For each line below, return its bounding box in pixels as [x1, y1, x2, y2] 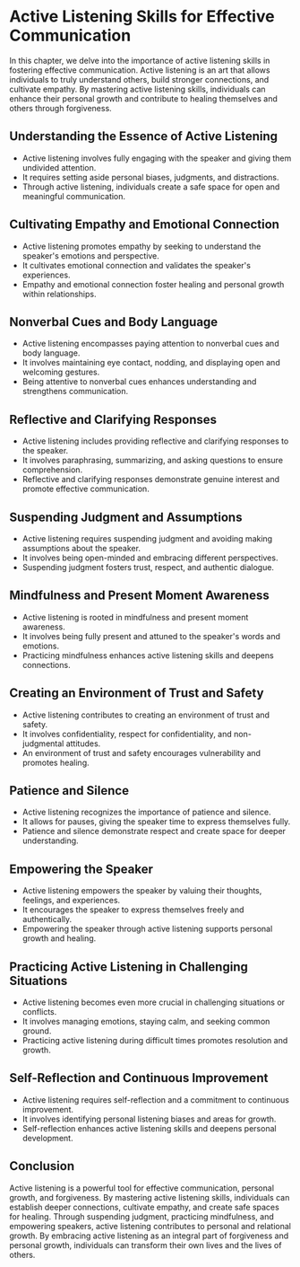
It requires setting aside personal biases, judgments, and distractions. [21, 172, 279, 182]
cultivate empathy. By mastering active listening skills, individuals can [9, 84, 266, 94]
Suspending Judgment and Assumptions [9, 509, 243, 524]
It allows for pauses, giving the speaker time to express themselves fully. [21, 816, 291, 827]
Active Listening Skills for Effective [9, 6, 275, 27]
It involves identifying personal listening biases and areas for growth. [21, 1113, 277, 1124]
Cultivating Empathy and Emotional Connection [9, 217, 280, 233]
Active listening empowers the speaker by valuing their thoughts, [21, 885, 262, 896]
